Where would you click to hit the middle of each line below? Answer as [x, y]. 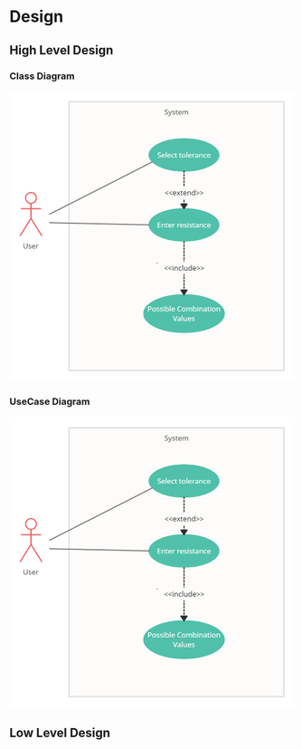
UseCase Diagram [50, 402]
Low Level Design [60, 732]
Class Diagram [42, 76]
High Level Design [61, 50]
